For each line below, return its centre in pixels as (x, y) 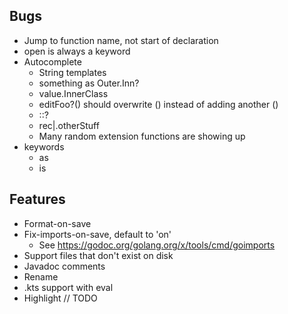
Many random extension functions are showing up (142, 136)
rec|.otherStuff (69, 125)
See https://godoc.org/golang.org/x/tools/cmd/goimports (157, 245)
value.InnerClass (73, 93)
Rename (41, 276)
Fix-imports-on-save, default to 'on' (97, 234)
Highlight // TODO (60, 298)
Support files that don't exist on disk (98, 255)
